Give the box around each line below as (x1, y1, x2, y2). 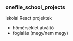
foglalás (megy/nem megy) (12, 30, 69, 36)
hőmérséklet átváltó (12, 25, 54, 31)
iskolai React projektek (5, 15, 52, 21)
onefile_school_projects (5, 4, 65, 11)
